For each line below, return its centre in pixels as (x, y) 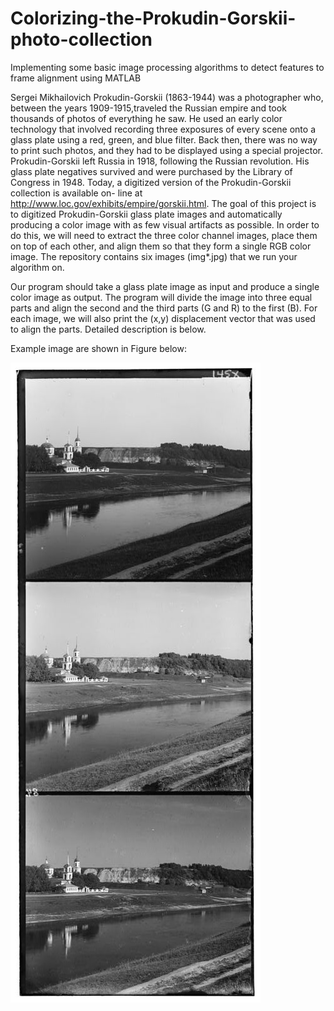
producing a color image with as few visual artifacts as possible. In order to (165, 224)
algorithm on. (37, 267)
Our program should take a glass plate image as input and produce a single (165, 286)
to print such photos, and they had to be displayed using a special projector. (166, 150)
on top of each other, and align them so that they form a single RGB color (161, 246)
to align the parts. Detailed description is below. (108, 329)
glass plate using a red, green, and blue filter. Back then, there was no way (164, 139)
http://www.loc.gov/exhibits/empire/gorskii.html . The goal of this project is (163, 203)
